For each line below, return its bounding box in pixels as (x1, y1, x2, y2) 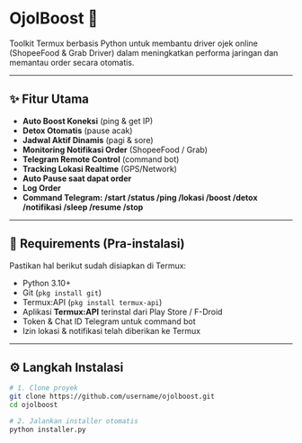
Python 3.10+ (22, 277, 72, 288)
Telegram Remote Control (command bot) (22, 153, 180, 165)
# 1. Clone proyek (9, 384, 78, 393)
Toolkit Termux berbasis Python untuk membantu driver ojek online (9, 38, 258, 49)
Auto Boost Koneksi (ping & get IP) (22, 115, 154, 126)
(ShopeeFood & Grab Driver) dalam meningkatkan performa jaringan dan (9, 47, 279, 58)
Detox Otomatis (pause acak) (22, 125, 133, 136)
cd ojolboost (9, 401, 58, 410)
